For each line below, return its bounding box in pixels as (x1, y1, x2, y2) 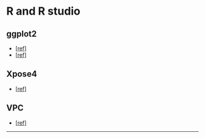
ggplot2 (6, 29, 37, 39)
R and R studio (6, 4, 81, 18)
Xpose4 (6, 69, 38, 79)
